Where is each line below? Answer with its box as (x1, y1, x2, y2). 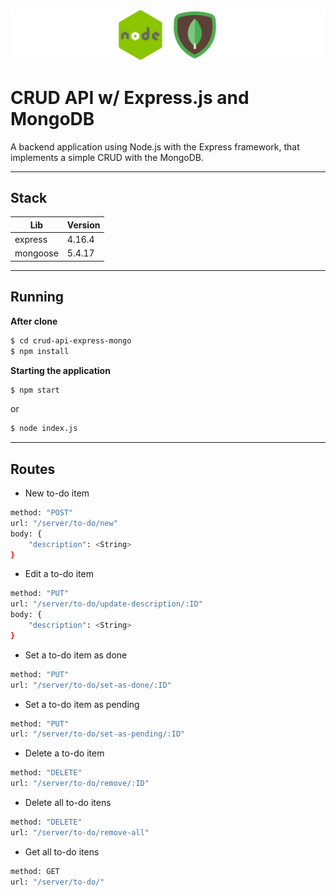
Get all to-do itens (24, 845, 100, 858)
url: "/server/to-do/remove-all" (10, 827, 150, 838)
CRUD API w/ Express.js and (10, 86, 250, 109)
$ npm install (10, 346, 70, 356)
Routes (10, 460, 56, 478)
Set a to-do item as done (24, 649, 128, 661)
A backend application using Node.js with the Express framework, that (10, 140, 300, 153)
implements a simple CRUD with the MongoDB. (10, 151, 205, 163)
